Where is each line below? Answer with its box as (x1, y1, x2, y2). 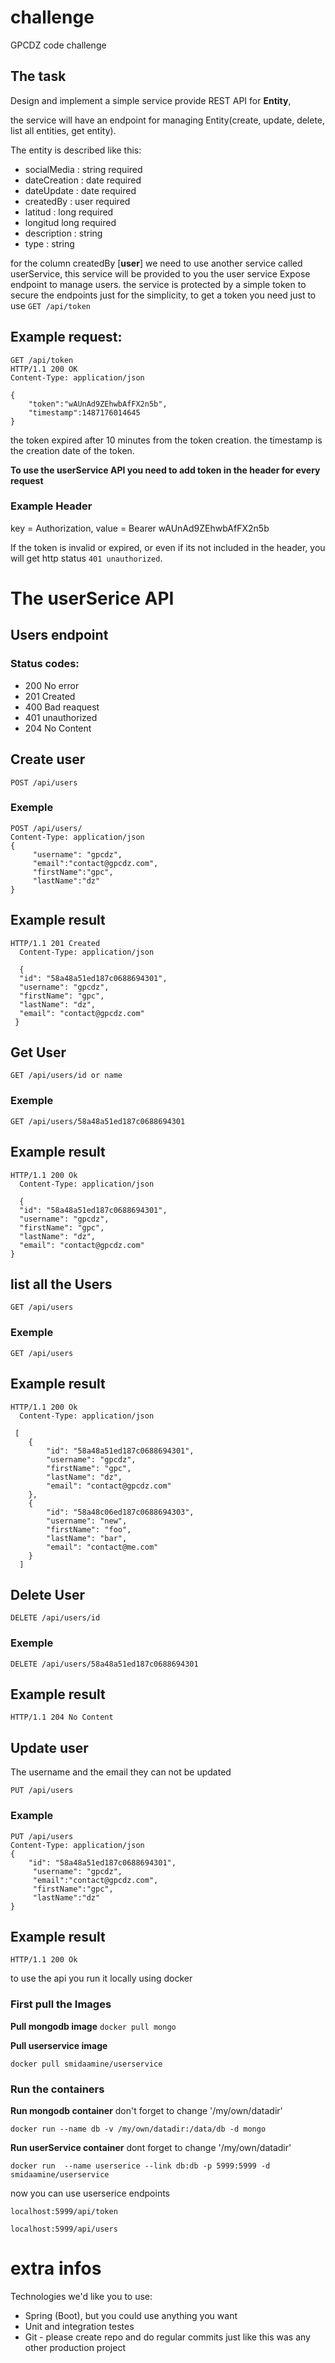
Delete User (10, 1586, 86, 1603)
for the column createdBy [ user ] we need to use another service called (10, 257, 303, 269)
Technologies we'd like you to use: (10, 2290, 153, 2302)
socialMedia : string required (24, 163, 143, 175)
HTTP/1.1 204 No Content (10, 1712, 114, 1723)
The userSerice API (10, 587, 175, 610)
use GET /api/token (10, 299, 92, 311)
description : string (24, 227, 103, 239)
